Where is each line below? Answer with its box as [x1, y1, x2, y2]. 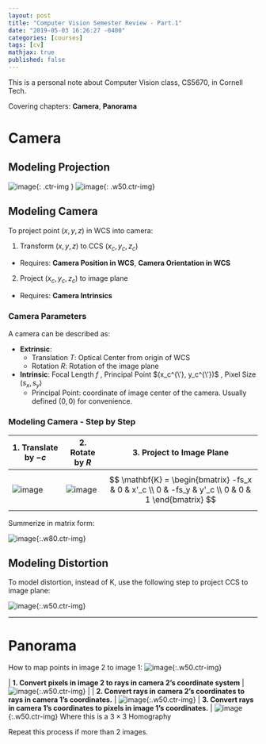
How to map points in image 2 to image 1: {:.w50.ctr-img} [8, 663, 222, 673]
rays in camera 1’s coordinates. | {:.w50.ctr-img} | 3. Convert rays [8, 695, 254, 704]
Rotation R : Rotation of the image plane [31, 361, 160, 370]
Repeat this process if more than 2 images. [8, 727, 149, 737]
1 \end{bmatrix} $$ [145, 493, 216, 504]
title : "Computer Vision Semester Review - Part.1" [8, 19, 182, 27]
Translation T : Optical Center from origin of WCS [31, 352, 191, 362]
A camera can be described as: [8, 328, 111, 338]
